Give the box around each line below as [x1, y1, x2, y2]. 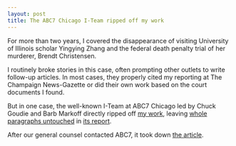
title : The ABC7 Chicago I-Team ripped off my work [7, 17, 164, 24]
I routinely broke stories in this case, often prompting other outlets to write [7, 65, 226, 74]
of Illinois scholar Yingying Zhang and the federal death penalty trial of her [7, 44, 226, 52]
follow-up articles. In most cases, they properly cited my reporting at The [7, 72, 222, 82]
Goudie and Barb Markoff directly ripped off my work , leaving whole [7, 109, 207, 118]
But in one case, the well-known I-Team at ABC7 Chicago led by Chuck [7, 101, 216, 110]
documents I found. [7, 88, 65, 96]
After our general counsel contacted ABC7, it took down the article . [7, 130, 205, 139]
